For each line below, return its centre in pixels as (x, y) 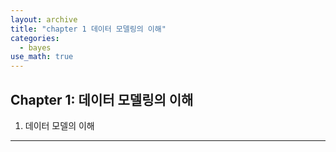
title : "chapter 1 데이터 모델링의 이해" (88, 29)
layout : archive (44, 19)
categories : (35, 38)
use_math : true (42, 57)
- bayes (35, 47)
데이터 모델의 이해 (59, 125)
